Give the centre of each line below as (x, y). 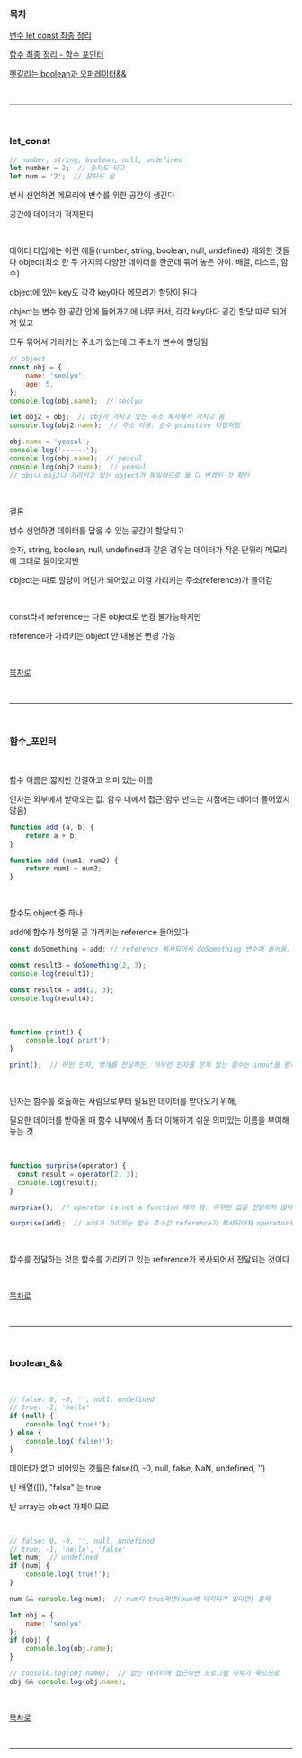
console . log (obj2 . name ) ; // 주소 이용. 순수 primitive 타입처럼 (125, 425)
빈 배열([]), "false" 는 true (55, 1487)
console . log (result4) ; (52, 998)
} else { (26, 1433)
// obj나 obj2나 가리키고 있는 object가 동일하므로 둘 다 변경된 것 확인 (129, 475)
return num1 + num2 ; (64, 869)
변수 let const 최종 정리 (50, 36)
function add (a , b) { (52, 827)
